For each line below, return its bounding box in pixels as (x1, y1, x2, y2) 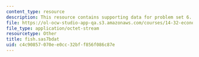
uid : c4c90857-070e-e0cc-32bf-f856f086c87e (6, 42, 115, 48)
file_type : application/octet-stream (6, 25, 99, 31)
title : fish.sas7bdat (6, 36, 60, 42)
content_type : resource (6, 8, 65, 15)
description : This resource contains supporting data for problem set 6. (6, 14, 192, 20)
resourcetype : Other (6, 31, 57, 37)
